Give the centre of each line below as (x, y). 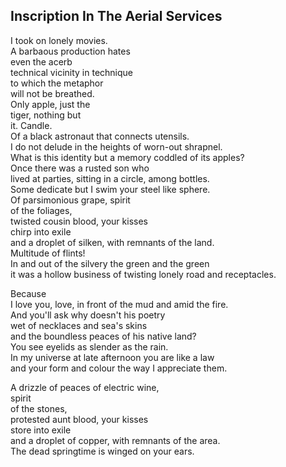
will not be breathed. (52, 93)
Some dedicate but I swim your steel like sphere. (110, 189)
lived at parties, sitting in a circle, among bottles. (110, 178)
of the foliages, (41, 210)
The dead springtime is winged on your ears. (102, 451)
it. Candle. (31, 125)
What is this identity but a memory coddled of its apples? (127, 157)
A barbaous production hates (70, 51)
